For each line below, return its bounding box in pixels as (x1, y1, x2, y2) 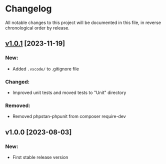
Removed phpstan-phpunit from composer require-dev (12, 113, 126, 119)
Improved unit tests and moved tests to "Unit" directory (12, 89, 126, 95)
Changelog (5, 3, 52, 14)
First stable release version (12, 154, 68, 160)
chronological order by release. (5, 24, 70, 30)
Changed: (5, 78, 30, 85)
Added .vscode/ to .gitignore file (12, 65, 79, 71)
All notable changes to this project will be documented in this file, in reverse (5, 19, 161, 25)
